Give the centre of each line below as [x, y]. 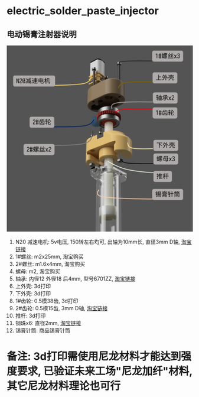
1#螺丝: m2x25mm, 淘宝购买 [50, 256]
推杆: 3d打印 [30, 315]
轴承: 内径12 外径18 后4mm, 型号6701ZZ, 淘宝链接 [75, 279]
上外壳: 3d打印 [33, 286]
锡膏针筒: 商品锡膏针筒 [43, 330]
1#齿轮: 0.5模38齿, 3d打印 [47, 301]
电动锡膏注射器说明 [42, 34]
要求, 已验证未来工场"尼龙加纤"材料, [105, 371]
